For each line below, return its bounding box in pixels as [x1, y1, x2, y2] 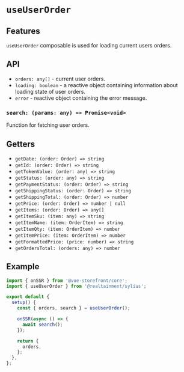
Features [6, 26, 40, 36]
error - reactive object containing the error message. [14, 94, 147, 102]
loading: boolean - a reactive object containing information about [14, 81, 179, 88]
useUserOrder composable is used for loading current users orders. [6, 42, 172, 49]
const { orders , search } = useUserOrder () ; [17, 305, 130, 311]
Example [6, 261, 40, 272]
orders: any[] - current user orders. [14, 75, 105, 82]
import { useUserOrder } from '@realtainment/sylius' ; [6, 283, 147, 289]
